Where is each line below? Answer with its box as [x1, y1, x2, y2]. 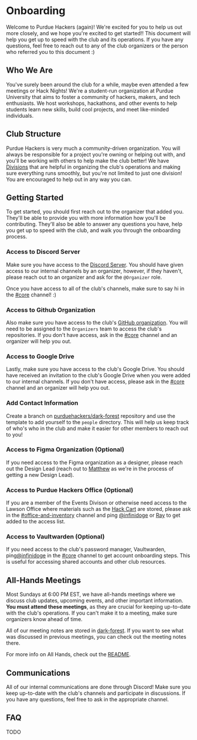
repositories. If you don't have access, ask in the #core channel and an [6, 331, 178, 338]
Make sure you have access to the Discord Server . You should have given [6, 261, 184, 268]
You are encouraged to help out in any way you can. [6, 176, 132, 183]
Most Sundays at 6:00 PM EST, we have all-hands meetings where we [6, 591, 176, 598]
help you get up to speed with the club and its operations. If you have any [6, 36, 184, 43]
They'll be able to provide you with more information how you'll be [6, 214, 166, 221]
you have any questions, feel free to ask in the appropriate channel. [6, 696, 169, 703]
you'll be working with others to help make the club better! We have [6, 157, 169, 164]
